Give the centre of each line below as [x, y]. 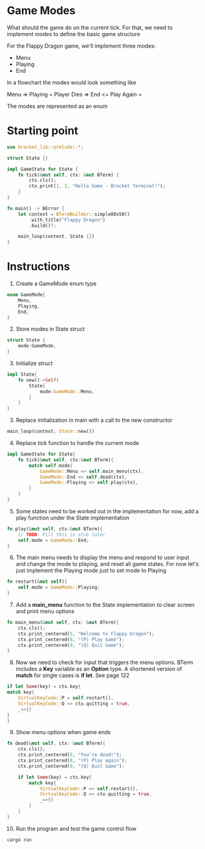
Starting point [43, 131]
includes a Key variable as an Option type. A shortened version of [99, 669]
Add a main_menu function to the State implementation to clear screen [105, 605]
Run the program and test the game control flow [76, 828]
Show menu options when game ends [63, 732]
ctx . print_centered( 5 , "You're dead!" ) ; [70, 755]
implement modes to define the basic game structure [74, 34]
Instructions [38, 267]
